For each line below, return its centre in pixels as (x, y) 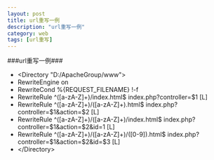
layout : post (26, 14)
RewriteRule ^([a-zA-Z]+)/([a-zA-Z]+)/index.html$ (90, 119)
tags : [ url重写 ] (30, 40)
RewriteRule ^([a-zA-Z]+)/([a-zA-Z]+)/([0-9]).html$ (92, 135)
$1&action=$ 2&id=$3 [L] (85, 142)
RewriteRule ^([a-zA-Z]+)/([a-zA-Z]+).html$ (81, 105)
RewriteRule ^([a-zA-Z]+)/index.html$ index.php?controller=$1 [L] (113, 97)
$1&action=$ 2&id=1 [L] (82, 127)
